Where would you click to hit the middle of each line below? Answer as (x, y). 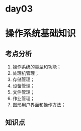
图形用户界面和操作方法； (39, 105)
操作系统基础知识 (41, 34)
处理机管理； (26, 73)
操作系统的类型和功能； (37, 67)
